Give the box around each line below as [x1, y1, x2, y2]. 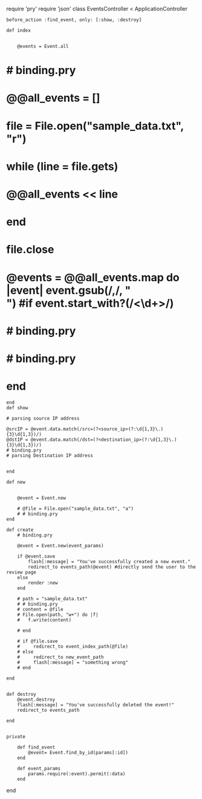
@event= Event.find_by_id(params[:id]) [28, 749, 129, 755]
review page [6, 569, 36, 575]
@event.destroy [17, 697, 56, 703]
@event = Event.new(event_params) [17, 543, 104, 549]
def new [6, 479, 26, 485]
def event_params [17, 765, 61, 772]
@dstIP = [6, 436, 28, 443]
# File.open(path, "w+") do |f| [17, 612, 99, 618]
